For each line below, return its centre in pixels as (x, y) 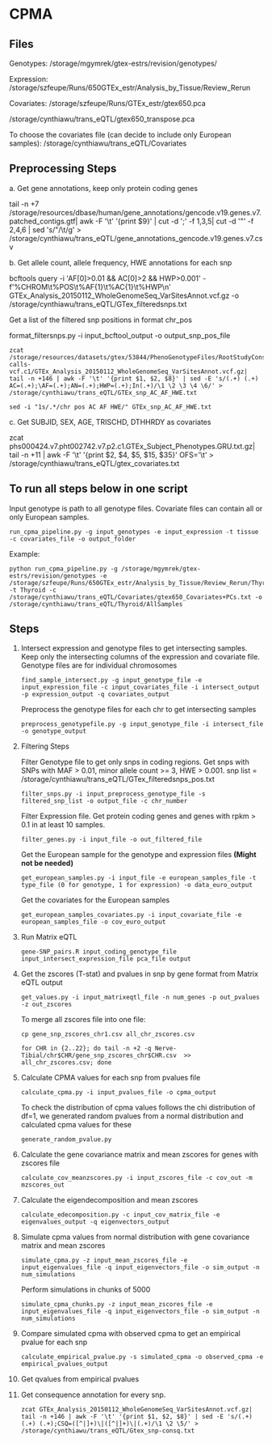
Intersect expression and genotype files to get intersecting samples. (134, 648)
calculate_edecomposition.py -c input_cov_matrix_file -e (120, 1215)
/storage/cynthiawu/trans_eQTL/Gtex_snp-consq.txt (108, 1431)
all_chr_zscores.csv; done (66, 1063)
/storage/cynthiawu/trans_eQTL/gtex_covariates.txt (94, 463)
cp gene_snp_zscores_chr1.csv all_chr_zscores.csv (108, 1034)
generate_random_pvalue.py (66, 1140)
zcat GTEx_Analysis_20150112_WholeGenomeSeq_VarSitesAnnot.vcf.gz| (136, 1410)
